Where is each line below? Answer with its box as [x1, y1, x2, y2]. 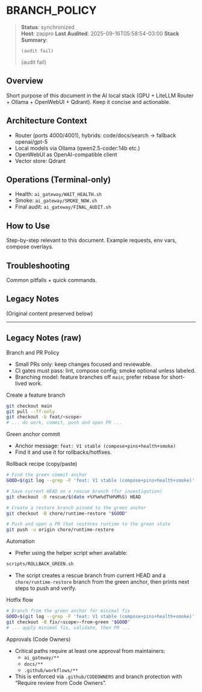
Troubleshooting [6, 260, 70, 271]
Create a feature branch [6, 391, 66, 399]
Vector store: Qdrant [14, 157, 66, 164]
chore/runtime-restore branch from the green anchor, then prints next [14, 578, 189, 585]
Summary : [20, 36, 48, 43]
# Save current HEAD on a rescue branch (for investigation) [6, 488, 163, 494]
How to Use [6, 221, 50, 231]
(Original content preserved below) [6, 310, 93, 317]
